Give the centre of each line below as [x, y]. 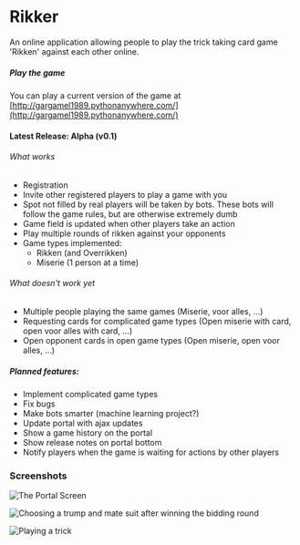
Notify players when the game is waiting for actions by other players [151, 452]
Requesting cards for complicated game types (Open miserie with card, [157, 321]
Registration [45, 185]
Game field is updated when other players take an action [129, 223]
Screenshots [38, 476]
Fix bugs [39, 404]
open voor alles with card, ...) [78, 331]
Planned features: [45, 371]
